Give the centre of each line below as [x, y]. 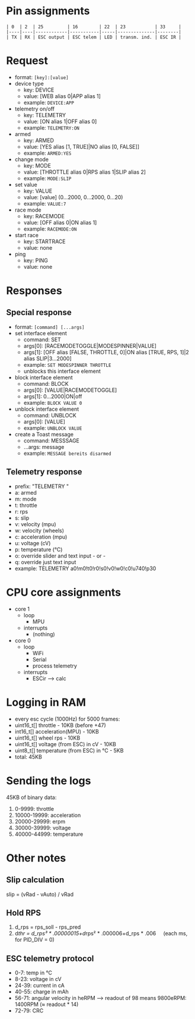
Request [27, 61]
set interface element [41, 333]
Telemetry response [44, 472]
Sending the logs [49, 781]
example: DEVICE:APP [49, 102]
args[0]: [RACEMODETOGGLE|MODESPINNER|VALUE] [90, 345]
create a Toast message [44, 434]
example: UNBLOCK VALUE [53, 428]
